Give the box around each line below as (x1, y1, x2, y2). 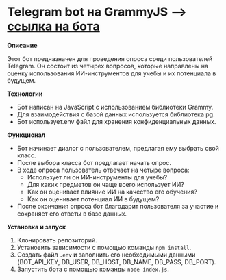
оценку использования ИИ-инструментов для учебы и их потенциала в (7, 69, 216, 77)
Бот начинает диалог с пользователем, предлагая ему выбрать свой (16, 144, 219, 152)
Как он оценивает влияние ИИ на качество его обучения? (27, 188, 197, 196)
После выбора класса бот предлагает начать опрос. (16, 158, 171, 166)
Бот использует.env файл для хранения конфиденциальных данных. (16, 117, 216, 125)
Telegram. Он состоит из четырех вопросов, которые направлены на (7, 62, 209, 70)
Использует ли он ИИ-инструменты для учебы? (27, 173, 168, 181)
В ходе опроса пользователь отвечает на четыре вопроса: (16, 166, 190, 174)
